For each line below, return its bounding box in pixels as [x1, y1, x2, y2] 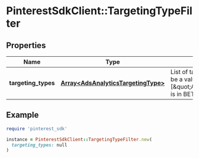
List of [171, 68, 188, 76]
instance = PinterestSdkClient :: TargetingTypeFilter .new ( [6, 136, 152, 143]
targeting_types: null [11, 142, 68, 148]
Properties [6, 40, 46, 50]
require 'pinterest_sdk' [6, 125, 68, 131]
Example [6, 110, 39, 120]
